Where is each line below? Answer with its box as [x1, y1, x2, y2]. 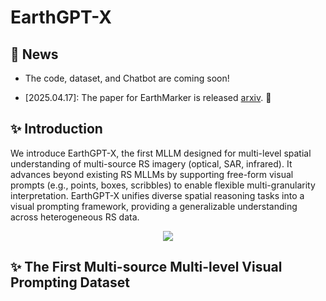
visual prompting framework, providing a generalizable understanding [10, 200, 298, 212]
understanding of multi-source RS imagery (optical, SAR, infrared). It [10, 157, 293, 170]
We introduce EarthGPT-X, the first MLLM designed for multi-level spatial [10, 147, 312, 159]
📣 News [10, 46, 59, 63]
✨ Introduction [10, 121, 103, 138]
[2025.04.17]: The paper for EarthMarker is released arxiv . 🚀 [24, 92, 272, 103]
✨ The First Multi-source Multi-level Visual [10, 259, 283, 276]
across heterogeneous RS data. [10, 211, 140, 223]
